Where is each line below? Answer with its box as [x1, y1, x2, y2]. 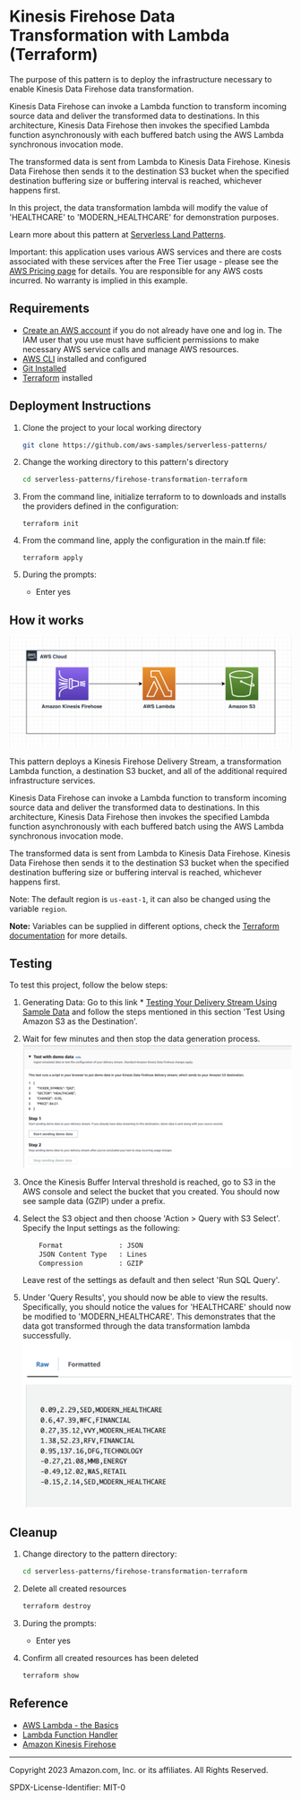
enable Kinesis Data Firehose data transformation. [9, 83, 194, 94]
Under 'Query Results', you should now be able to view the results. [21, 1292, 269, 1303]
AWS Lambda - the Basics [21, 1719, 119, 1730]
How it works [9, 612, 84, 628]
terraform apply [21, 554, 83, 563]
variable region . [9, 903, 68, 914]
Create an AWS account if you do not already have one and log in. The [21, 324, 282, 335]
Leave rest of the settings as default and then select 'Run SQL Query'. [21, 1274, 280, 1285]
